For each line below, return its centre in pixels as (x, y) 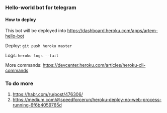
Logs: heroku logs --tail (32, 55)
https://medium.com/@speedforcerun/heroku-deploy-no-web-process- (87, 100)
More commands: (23, 65)
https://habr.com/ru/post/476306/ (48, 94)
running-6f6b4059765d (37, 105)
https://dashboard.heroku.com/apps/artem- (113, 31)
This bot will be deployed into (36, 31)
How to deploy (21, 20)
